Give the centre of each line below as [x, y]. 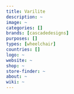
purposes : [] [22, 39]
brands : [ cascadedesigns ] [37, 33]
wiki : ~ [15, 82]
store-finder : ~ [26, 71]
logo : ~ [15, 55]
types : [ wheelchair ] [31, 44]
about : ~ [17, 76]
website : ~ [19, 60]
